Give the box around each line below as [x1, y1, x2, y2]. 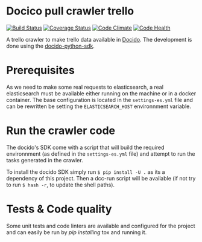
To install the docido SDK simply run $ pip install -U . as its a [6, 168, 165, 176]
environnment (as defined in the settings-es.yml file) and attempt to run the [6, 150, 195, 158]
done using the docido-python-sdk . [6, 42, 95, 49]
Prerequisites [6, 63, 75, 77]
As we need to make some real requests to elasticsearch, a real [6, 83, 164, 91]
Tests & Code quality [6, 202, 112, 215]
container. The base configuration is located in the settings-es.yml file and [6, 96, 193, 103]
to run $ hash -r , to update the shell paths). [6, 181, 115, 188]
